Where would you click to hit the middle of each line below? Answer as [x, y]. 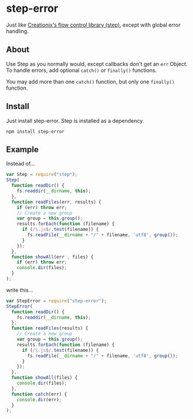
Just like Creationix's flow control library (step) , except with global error [94, 25]
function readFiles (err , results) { [56, 202]
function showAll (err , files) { [53, 257]
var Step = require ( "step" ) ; [42, 175]
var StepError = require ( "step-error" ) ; [57, 301]
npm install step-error [35, 132]
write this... [20, 290]
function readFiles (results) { [50, 328]
